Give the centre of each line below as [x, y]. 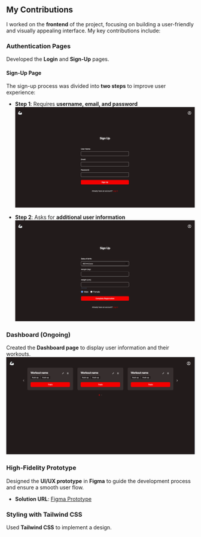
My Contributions [40, 10]
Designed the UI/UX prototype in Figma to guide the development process [99, 481]
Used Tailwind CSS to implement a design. [59, 527]
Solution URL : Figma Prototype [53, 499]
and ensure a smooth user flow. [45, 487]
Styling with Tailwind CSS [44, 514]
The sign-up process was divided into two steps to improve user [86, 86]
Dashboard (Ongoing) [38, 335]
